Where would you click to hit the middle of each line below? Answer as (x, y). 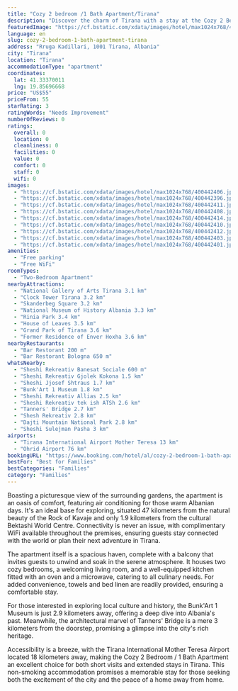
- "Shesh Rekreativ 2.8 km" (55, 416)
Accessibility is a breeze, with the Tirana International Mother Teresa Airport (119, 649)
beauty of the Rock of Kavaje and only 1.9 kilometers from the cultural (109, 517)
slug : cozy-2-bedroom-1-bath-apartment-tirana (77, 40)
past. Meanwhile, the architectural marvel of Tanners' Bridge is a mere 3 (113, 620)
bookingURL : (25, 455)
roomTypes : (23, 271)
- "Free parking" (39, 258)
